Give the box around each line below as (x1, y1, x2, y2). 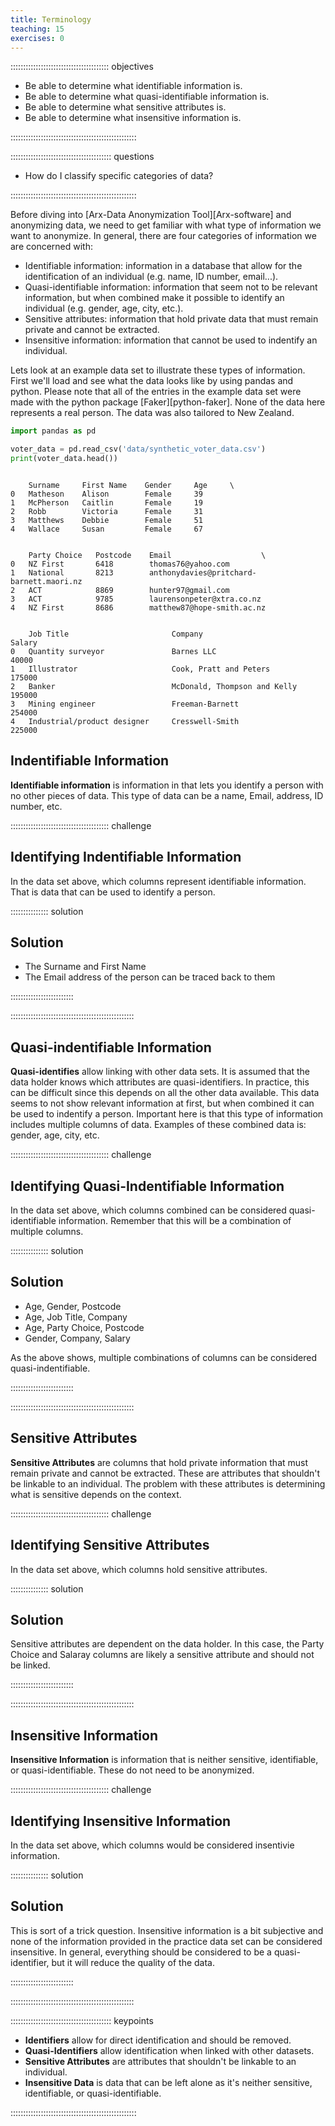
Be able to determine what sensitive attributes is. (24, 101, 227, 113)
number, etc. (10, 800, 63, 812)
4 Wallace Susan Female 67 (10, 524, 203, 534)
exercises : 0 (10, 33, 65, 43)
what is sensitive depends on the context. (10, 1488, 182, 1500)
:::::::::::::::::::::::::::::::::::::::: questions (10, 151, 155, 163)
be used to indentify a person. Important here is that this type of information (10, 1108, 324, 1120)
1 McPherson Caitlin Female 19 (10, 498, 203, 508)
